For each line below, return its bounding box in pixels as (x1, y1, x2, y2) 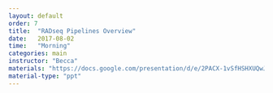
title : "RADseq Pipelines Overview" (8, 27, 136, 35)
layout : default (8, 11, 63, 20)
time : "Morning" (8, 42, 71, 50)
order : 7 (8, 19, 38, 27)
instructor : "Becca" (8, 57, 79, 66)
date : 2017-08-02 (8, 34, 75, 43)
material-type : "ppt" (8, 72, 82, 80)
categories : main (8, 49, 67, 57)
